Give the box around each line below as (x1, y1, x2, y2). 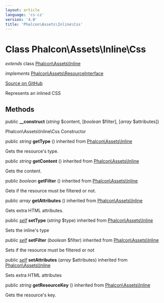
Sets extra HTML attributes (5, 272, 62, 278)
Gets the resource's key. (5, 292, 57, 298)
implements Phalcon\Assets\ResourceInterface (5, 70, 103, 77)
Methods (5, 105, 35, 114)
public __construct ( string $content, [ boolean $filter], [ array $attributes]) (5, 118, 159, 124)
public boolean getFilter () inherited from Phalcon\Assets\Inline (5, 178, 138, 184)
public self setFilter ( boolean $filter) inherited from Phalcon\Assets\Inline (5, 237, 159, 243)
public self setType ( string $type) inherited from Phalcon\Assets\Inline (5, 217, 153, 223)
